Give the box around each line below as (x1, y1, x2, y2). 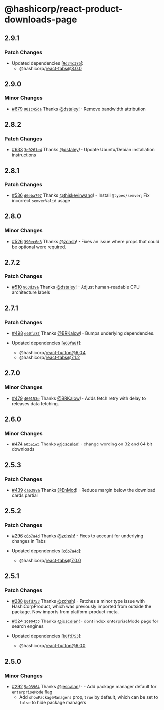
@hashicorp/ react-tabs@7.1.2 (19, 355, 80, 360)
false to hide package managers (19, 700, 86, 706)
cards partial (11, 492, 38, 498)
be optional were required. (11, 244, 67, 250)
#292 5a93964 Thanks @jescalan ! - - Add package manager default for (11, 684, 157, 690)
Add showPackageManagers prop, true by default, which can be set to (19, 694, 158, 700)
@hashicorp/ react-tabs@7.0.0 (19, 557, 81, 563)
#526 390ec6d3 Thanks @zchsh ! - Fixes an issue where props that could (11, 238, 160, 244)
